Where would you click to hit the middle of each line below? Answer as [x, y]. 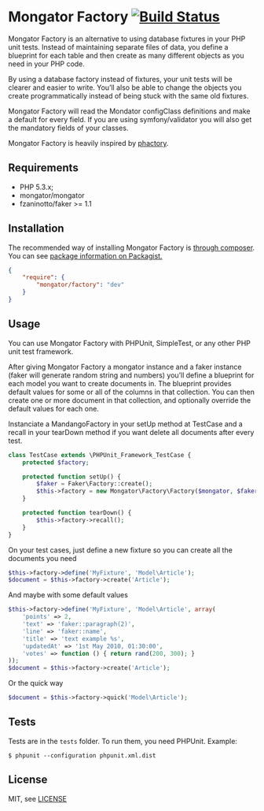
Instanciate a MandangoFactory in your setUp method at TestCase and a [126, 424]
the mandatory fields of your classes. [68, 128]
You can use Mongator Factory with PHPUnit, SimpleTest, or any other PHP [130, 343]
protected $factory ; [56, 462]
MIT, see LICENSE [37, 798]
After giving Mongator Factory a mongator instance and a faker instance [125, 366]
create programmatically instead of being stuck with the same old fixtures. [128, 95]
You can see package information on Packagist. [85, 255]
